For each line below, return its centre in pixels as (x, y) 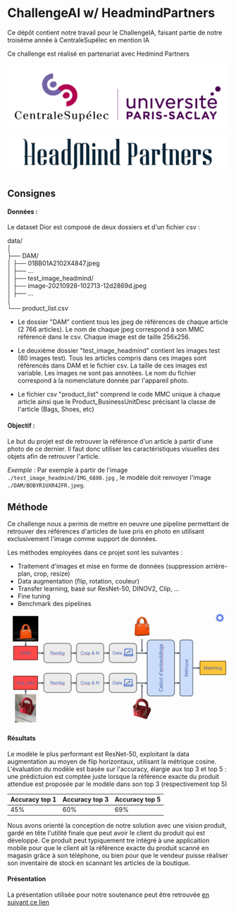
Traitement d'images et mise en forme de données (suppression (111, 567)
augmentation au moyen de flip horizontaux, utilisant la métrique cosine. (112, 761)
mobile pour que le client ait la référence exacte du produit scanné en (108, 847)
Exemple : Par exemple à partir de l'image (68, 470)
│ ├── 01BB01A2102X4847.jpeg (54, 263)
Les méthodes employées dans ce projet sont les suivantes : (95, 552)
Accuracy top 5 (138, 799)
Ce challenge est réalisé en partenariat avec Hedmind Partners (99, 54)
